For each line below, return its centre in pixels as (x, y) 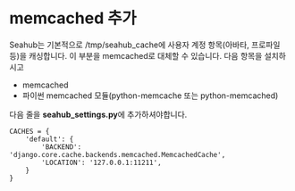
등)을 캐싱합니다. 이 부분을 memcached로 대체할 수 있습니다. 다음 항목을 (136, 55)
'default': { (50, 139)
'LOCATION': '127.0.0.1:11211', (102, 162)
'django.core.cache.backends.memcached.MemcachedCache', (118, 154)
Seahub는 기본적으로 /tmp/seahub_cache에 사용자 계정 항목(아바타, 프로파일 (145, 45)
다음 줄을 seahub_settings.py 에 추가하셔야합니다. (98, 114)
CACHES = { (29, 131)
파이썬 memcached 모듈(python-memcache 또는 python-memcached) (150, 95)
